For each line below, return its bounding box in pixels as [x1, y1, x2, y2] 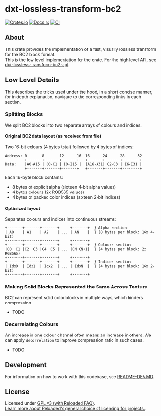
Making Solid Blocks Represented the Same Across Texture [5, 284, 148, 290]
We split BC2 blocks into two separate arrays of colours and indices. [5, 122, 142, 128]
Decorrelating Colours [5, 321, 59, 328]
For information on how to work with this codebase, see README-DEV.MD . [5, 373, 155, 379]
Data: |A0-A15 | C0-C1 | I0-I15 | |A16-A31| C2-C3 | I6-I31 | [5, 162, 142, 167]
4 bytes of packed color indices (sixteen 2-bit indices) [12, 194, 121, 200]
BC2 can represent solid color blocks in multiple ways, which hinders [5, 294, 143, 300]
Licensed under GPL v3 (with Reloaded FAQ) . [5, 400, 96, 406]
